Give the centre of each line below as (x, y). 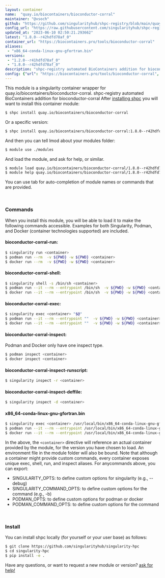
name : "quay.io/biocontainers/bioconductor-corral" (60, 14)
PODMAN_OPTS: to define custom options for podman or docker (78, 499)
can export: (17, 469)
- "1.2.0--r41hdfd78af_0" (34, 60)
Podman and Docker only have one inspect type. (55, 345)
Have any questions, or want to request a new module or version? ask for (79, 565)
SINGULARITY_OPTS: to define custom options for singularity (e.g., (80, 478)
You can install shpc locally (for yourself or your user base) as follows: (76, 538)
